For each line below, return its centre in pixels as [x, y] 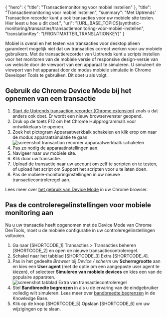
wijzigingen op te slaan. [37, 309]
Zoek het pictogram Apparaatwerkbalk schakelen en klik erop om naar [84, 132]
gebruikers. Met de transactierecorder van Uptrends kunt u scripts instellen [83, 54]
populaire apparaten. [34, 277]
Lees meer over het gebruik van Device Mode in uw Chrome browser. [77, 189]
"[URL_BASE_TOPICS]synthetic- [108, 23]
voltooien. [15, 235]
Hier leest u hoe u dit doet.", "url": [40, 23]
